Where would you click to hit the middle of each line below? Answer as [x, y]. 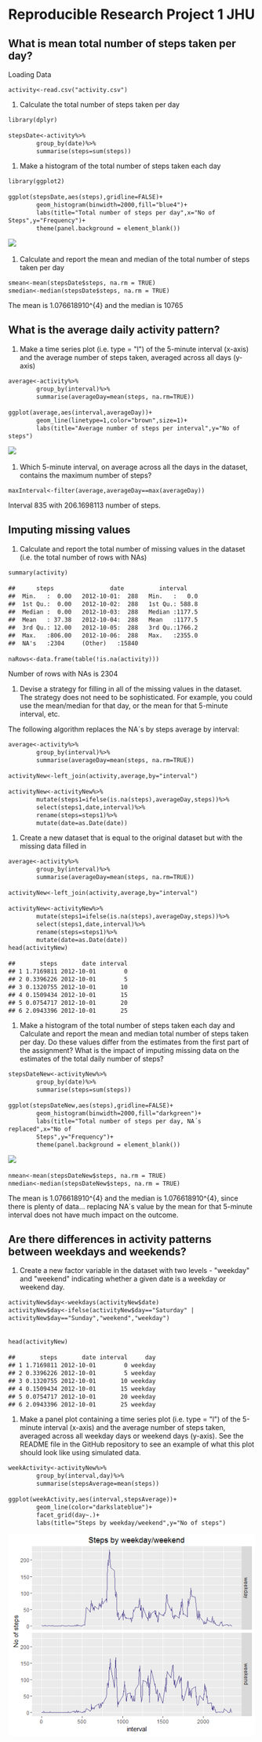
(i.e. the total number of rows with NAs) [83, 557]
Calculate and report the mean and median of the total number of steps [135, 259]
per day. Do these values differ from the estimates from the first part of [134, 1042]
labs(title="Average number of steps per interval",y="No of [138, 428]
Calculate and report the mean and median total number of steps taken [134, 1033]
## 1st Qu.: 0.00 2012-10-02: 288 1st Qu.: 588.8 [103, 604]
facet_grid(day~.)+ [68, 1515]
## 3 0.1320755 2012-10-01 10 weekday [82, 1381]
